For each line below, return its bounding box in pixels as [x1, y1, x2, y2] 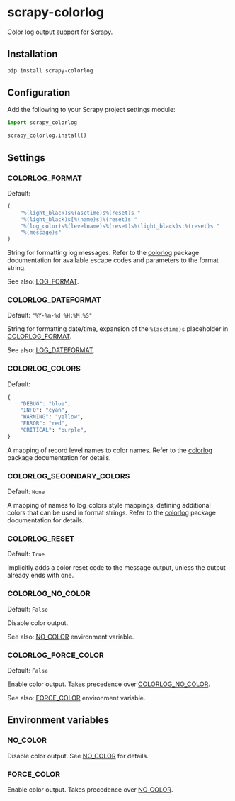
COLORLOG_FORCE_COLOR [7, 650, 104, 660]
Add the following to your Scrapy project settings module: [7, 106, 176, 114]
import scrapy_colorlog [7, 119, 78, 126]
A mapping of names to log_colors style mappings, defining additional [7, 501, 211, 510]
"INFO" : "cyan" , [20, 407, 69, 414]
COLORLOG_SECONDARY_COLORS [7, 471, 130, 481]
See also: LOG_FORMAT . [7, 277, 79, 286]
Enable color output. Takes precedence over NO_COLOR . [7, 785, 173, 794]
